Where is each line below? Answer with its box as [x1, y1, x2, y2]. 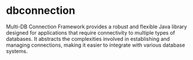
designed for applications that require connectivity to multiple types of [6, 29, 176, 36]
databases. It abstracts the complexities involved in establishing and [6, 35, 170, 42]
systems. [6, 47, 28, 54]
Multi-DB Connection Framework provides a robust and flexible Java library [6, 23, 188, 30]
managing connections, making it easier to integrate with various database [6, 42, 185, 48]
